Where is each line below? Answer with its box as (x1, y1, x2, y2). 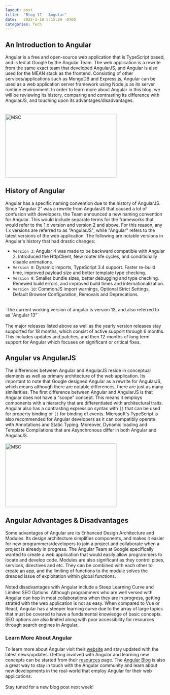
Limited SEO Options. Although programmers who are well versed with (5, 589, 153, 595)
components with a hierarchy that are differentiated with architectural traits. (5, 399, 163, 406)
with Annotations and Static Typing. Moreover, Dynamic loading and (5, 421, 148, 427)
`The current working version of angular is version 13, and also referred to (5, 306, 159, 312)
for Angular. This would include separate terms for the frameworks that (5, 216, 154, 222)
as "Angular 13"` (5, 312, 39, 318)
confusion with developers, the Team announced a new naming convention (5, 211, 162, 217)
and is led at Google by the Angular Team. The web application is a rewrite (5, 60, 161, 66)
